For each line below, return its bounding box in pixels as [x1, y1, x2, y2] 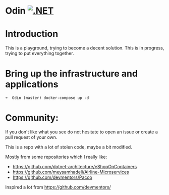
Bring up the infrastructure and [5, 68, 138, 79]
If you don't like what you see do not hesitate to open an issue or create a [5, 129, 158, 135]
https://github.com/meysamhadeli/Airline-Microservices [12, 169, 130, 175]
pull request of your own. [5, 134, 58, 140]
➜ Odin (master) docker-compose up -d [5, 95, 89, 101]
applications [5, 79, 59, 90]
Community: [5, 112, 59, 124]
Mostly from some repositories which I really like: [5, 154, 107, 160]
